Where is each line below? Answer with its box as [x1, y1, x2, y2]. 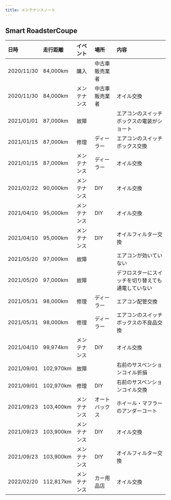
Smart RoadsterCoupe [5, 27, 78, 35]
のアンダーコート [116, 407, 158, 415]
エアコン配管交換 [116, 298, 158, 305]
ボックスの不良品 [116, 319, 158, 327]
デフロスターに [116, 269, 153, 276]
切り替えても [131, 277, 162, 284]
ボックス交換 [116, 143, 148, 150]
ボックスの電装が [116, 118, 158, 125]
